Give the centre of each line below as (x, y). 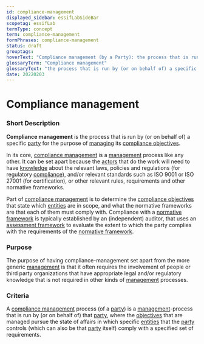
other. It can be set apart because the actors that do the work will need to (98, 161)
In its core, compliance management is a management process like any (95, 155)
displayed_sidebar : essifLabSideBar (53, 18)
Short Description (33, 124)
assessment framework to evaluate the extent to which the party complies (99, 225)
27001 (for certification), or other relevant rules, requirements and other (96, 181)
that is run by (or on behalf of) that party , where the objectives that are (95, 315)
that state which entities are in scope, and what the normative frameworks (99, 205)
